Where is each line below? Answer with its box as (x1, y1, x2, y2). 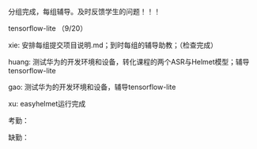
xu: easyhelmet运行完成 (8, 99, 86, 108)
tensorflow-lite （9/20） (8, 24, 88, 33)
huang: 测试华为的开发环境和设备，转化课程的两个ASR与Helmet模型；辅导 (8, 58, 250, 66)
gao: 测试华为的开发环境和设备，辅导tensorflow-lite (8, 82, 176, 91)
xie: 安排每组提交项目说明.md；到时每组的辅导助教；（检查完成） (8, 40, 218, 50)
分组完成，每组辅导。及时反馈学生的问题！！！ (8, 7, 161, 16)
